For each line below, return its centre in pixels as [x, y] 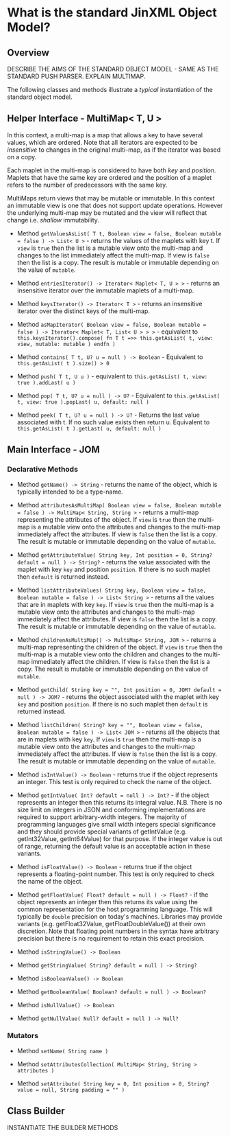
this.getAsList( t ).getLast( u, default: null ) [89, 428]
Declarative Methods [43, 470]
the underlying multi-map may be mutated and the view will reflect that [107, 213]
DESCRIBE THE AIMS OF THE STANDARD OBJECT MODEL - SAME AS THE [113, 69]
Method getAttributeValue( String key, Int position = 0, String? [115, 555]
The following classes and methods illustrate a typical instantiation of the [110, 90]
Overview [28, 53]
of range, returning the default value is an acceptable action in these [114, 846]
